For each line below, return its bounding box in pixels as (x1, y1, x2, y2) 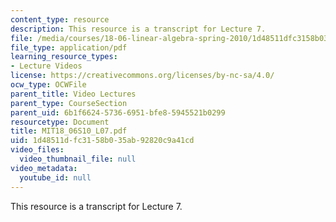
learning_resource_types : (10, 52, 118, 62)
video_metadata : (10, 163, 78, 173)
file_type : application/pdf (10, 42, 128, 53)
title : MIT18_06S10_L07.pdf (10, 126, 128, 136)
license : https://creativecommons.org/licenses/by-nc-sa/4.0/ (10, 71, 275, 81)
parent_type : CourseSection (10, 98, 128, 108)
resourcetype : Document (10, 117, 110, 127)
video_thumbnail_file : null (19, 154, 137, 164)
